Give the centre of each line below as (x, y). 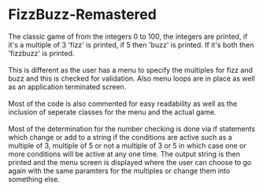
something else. (34, 179)
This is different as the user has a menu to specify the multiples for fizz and (131, 70)
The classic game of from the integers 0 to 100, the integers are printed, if (128, 36)
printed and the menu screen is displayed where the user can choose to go (130, 162)
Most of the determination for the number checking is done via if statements (132, 129)
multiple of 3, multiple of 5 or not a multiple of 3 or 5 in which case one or (127, 145)
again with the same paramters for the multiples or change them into (119, 171)
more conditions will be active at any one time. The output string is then (124, 154)
